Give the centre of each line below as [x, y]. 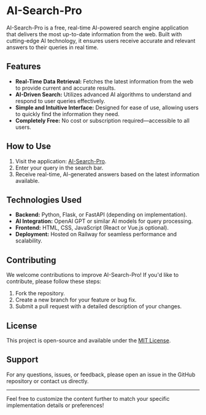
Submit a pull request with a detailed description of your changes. [98, 306]
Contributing [31, 260]
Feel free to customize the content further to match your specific [88, 398]
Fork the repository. [40, 293]
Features [24, 67]
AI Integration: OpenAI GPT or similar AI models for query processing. [104, 221]
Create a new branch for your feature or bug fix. [76, 300]
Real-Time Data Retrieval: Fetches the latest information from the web [104, 81]
